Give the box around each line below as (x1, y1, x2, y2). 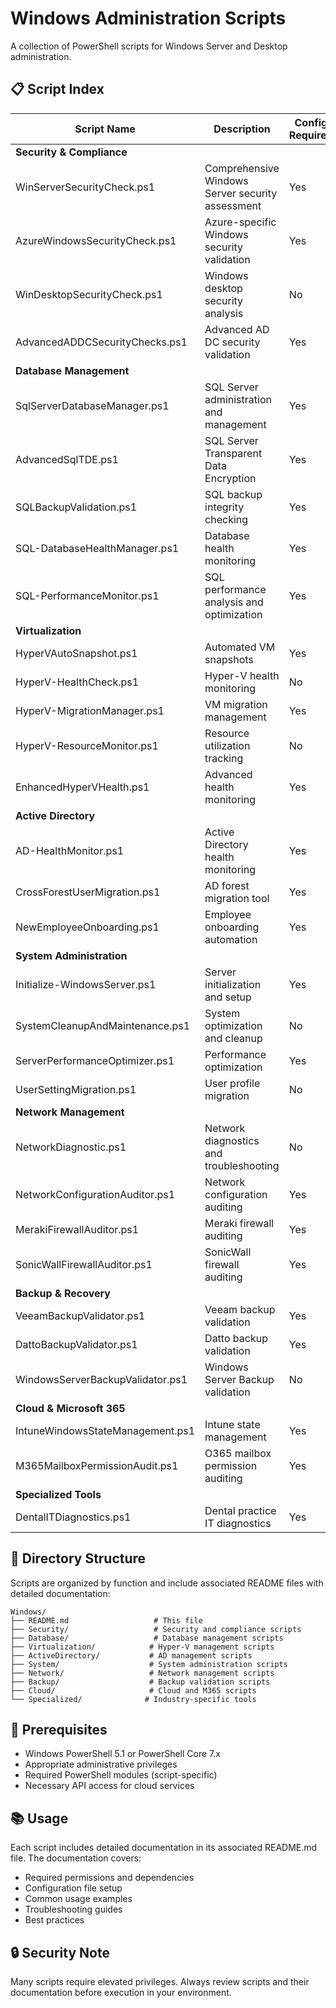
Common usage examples (24, 1893, 133, 1905)
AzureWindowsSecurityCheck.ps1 (15, 233, 177, 247)
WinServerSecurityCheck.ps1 (15, 180, 156, 194)
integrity (204, 500, 245, 514)
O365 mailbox (204, 1446, 272, 1460)
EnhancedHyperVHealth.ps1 (15, 780, 150, 794)
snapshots (204, 652, 254, 666)
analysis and (204, 595, 264, 609)
